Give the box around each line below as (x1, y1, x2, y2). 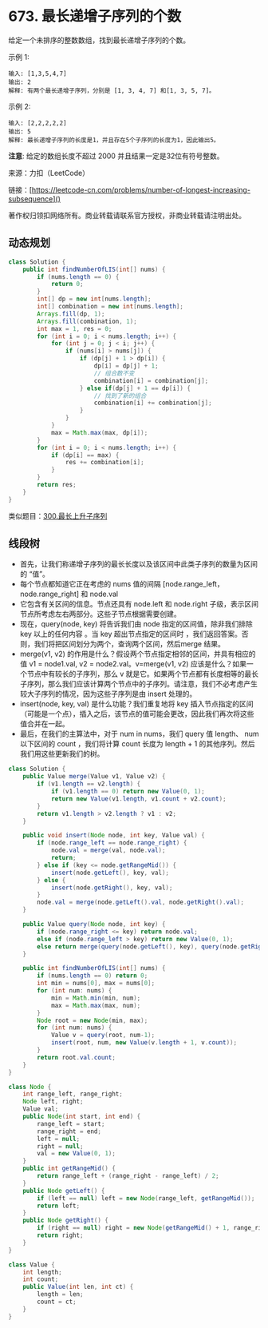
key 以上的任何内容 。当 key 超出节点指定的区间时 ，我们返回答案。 (19, 629, 242, 639)
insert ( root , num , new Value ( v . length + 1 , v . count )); (50, 1039, 238, 1047)
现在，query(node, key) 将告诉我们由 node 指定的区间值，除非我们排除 (19, 619, 254, 629)
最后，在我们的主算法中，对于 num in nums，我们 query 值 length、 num (19, 729, 259, 739)
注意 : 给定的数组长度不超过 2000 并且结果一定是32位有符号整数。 (8, 151, 225, 161)
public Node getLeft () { (22, 1187, 105, 1195)
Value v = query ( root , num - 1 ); (50, 1032, 156, 1040)
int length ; (22, 1268, 62, 1276)
